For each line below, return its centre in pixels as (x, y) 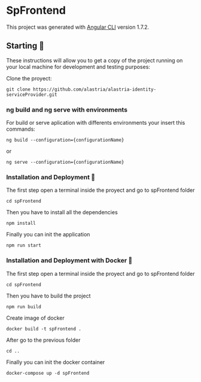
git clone (19, 89)
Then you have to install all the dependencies (62, 212)
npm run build (24, 306)
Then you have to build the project (48, 296)
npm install (21, 223)
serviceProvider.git (32, 94)
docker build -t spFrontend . (44, 329)
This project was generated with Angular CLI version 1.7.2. (78, 27)
